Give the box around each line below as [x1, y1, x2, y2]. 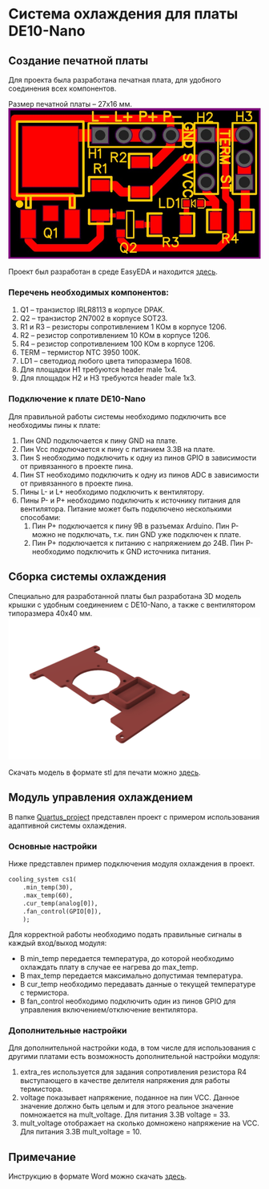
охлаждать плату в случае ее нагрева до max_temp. [19, 963, 199, 972]
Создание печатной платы [8, 54, 149, 67]
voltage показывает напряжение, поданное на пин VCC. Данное [19, 1093, 240, 1102]
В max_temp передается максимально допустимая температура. [19, 971, 243, 980]
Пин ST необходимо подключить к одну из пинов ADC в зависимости [19, 470, 259, 479]
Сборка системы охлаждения [8, 570, 167, 584]
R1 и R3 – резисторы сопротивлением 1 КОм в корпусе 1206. [19, 322, 227, 332]
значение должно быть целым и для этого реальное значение [19, 1101, 234, 1111]
